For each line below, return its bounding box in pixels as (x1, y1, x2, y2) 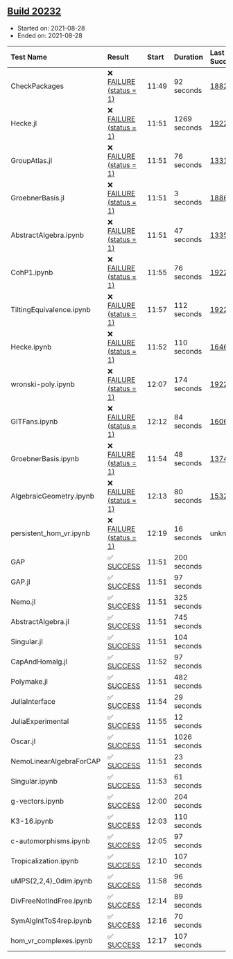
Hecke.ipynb (10, 342, 52, 352)
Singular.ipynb (10, 776, 58, 786)
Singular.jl (10, 637, 43, 646)
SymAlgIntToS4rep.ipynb (10, 915, 92, 925)
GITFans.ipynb (10, 416, 58, 426)
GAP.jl (10, 577, 31, 587)
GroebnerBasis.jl (10, 193, 64, 202)
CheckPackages (10, 81, 64, 91)
